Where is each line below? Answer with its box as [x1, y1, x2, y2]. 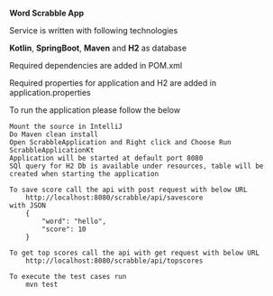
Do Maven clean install [9, 130, 99, 139]
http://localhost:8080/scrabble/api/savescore [25, 193, 204, 202]
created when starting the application [9, 170, 159, 179]
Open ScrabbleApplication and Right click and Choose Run [9, 138, 232, 147]
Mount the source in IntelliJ [9, 122, 123, 131]
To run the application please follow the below [9, 105, 181, 116]
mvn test [25, 280, 59, 289]
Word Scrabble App [9, 8, 85, 18]
